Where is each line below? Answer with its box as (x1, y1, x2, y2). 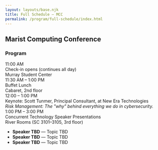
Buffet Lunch (5, 82, 32, 88)
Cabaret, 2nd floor (5, 87, 43, 93)
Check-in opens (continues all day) (5, 67, 77, 73)
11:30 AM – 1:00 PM (5, 77, 45, 83)
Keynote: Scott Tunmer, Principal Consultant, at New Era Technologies (5, 98, 149, 104)
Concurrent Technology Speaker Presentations (5, 114, 101, 120)
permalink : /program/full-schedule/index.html (5, 16, 103, 21)
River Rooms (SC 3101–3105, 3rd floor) (5, 119, 83, 125)
